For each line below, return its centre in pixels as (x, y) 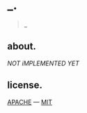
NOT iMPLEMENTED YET (43, 63)
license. (25, 85)
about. (22, 46)
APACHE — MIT (30, 102)
